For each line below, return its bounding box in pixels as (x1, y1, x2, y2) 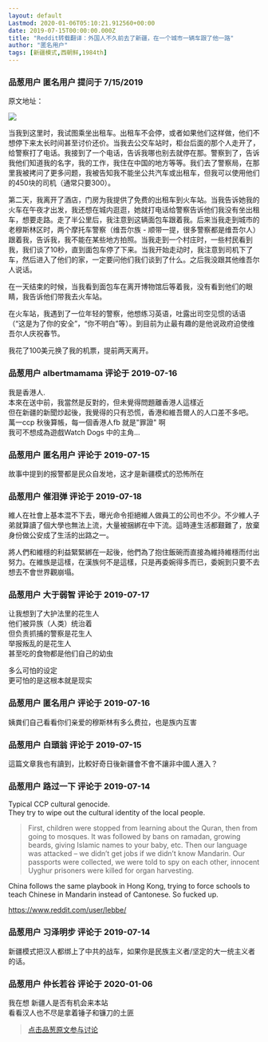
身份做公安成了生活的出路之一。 (8, 530, 113, 540)
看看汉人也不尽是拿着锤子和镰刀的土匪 (8, 1008, 134, 1017)
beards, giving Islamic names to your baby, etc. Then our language (27, 840, 247, 850)
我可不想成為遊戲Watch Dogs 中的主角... (8, 427, 141, 437)
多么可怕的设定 (8, 666, 57, 676)
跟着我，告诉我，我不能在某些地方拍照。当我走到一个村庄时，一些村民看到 (8, 235, 253, 244)
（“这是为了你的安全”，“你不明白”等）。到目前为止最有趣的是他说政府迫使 (8, 319, 248, 328)
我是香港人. (8, 387, 46, 397)
